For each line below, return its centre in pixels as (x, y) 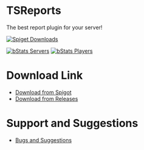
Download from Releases (46, 98)
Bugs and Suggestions (43, 140)
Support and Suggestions (72, 124)
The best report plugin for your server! (54, 27)
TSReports (34, 11)
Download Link (45, 76)
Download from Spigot (43, 92)
